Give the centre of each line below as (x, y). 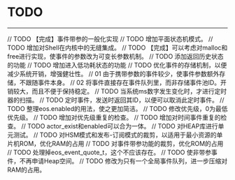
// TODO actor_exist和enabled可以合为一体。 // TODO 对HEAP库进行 (119, 126)
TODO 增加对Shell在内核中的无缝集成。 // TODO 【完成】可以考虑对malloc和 (117, 47)
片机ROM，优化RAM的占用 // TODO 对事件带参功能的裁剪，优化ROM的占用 (115, 143)
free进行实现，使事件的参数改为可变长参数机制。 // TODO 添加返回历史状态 (115, 56)
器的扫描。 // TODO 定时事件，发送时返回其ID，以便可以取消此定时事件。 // (116, 100)
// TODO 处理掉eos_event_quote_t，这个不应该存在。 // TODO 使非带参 (109, 152)
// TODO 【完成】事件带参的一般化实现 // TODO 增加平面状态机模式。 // (110, 38)
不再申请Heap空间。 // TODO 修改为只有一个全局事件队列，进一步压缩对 (123, 160)
